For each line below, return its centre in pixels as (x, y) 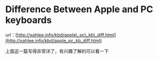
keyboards (29, 20)
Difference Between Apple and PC (79, 9)
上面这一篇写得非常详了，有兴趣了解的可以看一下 (57, 51)
